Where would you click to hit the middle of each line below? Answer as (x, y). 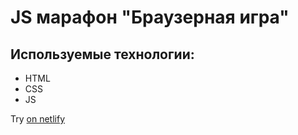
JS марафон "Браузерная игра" (150, 17)
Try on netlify (37, 119)
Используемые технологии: (102, 54)
